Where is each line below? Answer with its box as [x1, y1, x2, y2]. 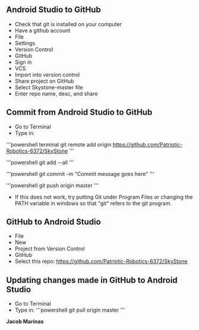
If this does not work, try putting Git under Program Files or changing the [14, 193, 193, 200]
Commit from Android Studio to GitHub [6, 107, 153, 118]
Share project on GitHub [14, 77, 74, 84]
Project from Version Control [14, 245, 85, 252]
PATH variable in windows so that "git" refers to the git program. [14, 199, 172, 207]
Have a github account [14, 27, 71, 34]
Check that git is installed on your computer [14, 20, 122, 27]
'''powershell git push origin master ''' [6, 181, 99, 189]
